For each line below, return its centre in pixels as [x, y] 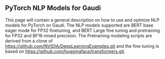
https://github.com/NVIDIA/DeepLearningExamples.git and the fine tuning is [82, 46]
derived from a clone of [29, 41]
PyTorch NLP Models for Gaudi [53, 8]
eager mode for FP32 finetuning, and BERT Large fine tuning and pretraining [82, 30]
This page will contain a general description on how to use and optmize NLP [82, 20]
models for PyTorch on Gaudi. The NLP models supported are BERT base [79, 25]
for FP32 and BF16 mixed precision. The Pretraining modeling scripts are [79, 35]
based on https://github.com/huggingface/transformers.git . [65, 51]
